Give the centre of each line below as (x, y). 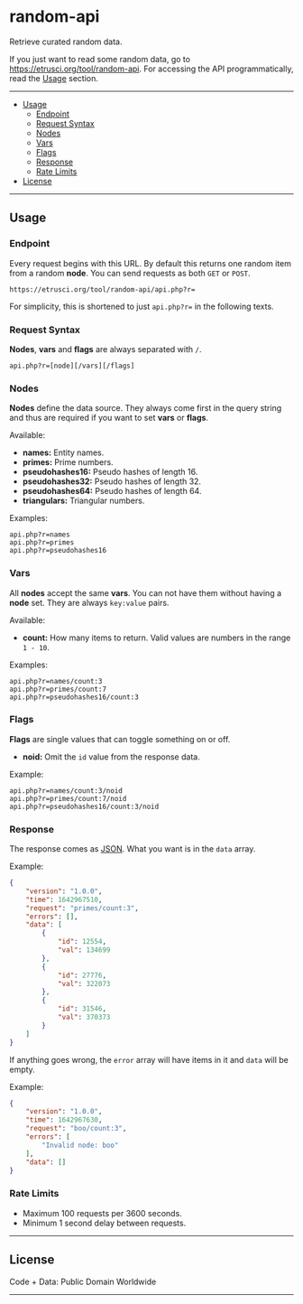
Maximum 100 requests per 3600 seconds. (102, 1213)
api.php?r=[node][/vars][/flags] (72, 366)
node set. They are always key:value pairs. (89, 602)
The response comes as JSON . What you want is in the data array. (133, 849)
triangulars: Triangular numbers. (83, 501)
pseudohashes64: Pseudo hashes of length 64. (112, 491)
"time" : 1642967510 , (64, 899)
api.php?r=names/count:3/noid (66, 791)
